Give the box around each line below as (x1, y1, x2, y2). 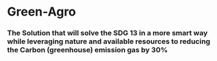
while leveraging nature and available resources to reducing (7, 37, 211, 46)
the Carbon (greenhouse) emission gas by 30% (7, 45, 168, 55)
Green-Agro (7, 4, 77, 20)
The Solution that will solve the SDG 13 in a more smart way (7, 28, 208, 38)
